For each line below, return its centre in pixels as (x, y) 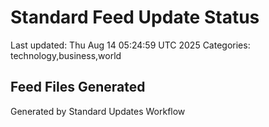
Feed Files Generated (78, 87)
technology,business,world (66, 55)
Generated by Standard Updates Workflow (98, 111)
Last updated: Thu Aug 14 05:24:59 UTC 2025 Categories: (130, 45)
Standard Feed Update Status (135, 17)
